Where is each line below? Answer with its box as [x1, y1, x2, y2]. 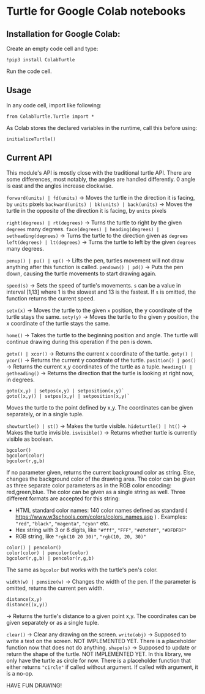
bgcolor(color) [6, 452, 45, 459]
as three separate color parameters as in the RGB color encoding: [6, 481, 172, 489]
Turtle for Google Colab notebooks [6, 4, 186, 18]
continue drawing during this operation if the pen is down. [6, 338, 153, 345]
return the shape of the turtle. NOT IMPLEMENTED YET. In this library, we [6, 650, 192, 657]
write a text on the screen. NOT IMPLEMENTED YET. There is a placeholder [6, 637, 197, 644]
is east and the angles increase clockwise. [6, 182, 113, 189]
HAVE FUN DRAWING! [6, 682, 62, 689]
